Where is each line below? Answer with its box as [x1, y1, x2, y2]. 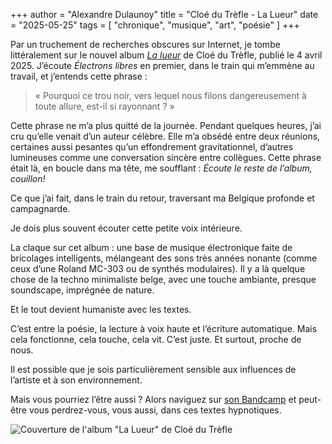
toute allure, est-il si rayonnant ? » [34, 100, 175, 112]
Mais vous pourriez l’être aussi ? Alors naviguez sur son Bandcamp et [10, 394, 297, 405]
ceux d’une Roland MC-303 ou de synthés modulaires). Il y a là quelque [10, 263, 306, 274]
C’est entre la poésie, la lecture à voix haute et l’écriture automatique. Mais [10, 323, 318, 334]
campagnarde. [10, 203, 71, 214]
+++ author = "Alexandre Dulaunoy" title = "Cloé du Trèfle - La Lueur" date [10, 9, 319, 20]
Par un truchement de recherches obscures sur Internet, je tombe [10, 39, 281, 50]
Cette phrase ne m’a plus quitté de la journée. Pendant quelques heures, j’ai [10, 120, 322, 131]
